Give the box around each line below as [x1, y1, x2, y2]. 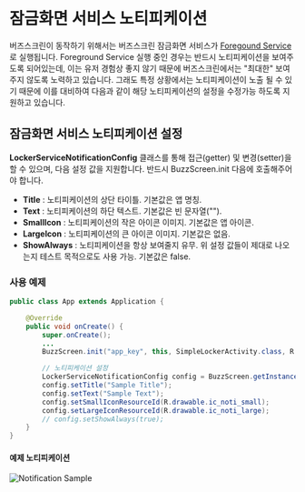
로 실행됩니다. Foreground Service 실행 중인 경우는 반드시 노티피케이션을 [9, 51, 271, 62]
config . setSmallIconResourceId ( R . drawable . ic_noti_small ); [42, 397, 271, 407]
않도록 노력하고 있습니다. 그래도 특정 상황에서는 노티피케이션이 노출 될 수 [25, 74, 283, 85]
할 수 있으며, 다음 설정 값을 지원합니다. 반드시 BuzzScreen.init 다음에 [9, 163, 254, 174]
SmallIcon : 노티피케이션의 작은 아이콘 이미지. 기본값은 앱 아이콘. [22, 216, 254, 227]
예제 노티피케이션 [9, 452, 71, 463]
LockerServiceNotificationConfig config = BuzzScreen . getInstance [42, 372, 299, 382]
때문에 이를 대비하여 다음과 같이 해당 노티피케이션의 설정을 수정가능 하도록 [18, 85, 281, 96]
